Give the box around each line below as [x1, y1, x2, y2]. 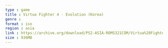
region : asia [5, 26, 35, 31]
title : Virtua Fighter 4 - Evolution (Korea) [5, 12, 104, 17]
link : [5, 30, 19, 35]
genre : [5, 16, 21, 21]
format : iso [5, 21, 32, 26]
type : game [5, 7, 30, 12]
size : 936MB [5, 35, 32, 40]
